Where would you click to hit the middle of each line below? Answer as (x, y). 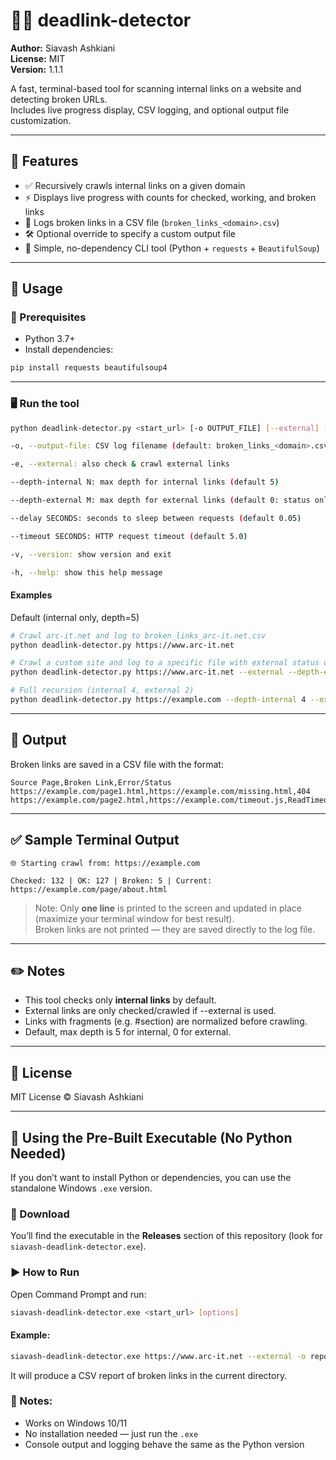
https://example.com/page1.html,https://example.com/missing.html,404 (160, 791)
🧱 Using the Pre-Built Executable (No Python (151, 1137)
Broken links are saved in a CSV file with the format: (117, 764)
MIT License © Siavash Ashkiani (77, 1097)
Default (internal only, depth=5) (75, 617)
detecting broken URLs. (59, 99)
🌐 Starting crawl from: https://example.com (105, 863)
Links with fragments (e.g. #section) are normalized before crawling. (166, 1021)
